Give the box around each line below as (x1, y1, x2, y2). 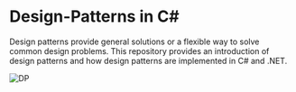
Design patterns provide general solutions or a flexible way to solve (9, 36, 260, 47)
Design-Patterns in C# (9, 6, 180, 27)
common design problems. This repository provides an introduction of (9, 45, 270, 56)
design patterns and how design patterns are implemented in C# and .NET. (9, 55, 288, 66)
